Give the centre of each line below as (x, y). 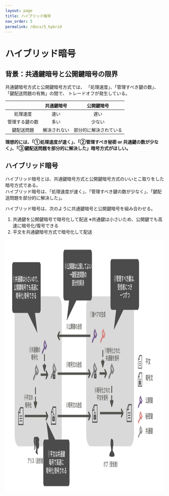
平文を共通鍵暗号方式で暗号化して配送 (52, 232)
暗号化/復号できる (40, 225)
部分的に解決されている (98, 130)
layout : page (19, 11)
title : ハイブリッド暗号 (28, 16)
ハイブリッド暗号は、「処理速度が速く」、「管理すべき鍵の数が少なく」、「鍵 (81, 191)
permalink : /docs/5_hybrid (34, 27)
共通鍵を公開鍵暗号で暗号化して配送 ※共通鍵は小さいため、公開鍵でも (85, 219)
